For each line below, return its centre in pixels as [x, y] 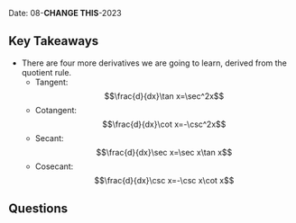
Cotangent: [56, 110]
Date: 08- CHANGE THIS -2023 [65, 13]
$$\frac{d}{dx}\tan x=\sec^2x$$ [164, 96]
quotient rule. [46, 72]
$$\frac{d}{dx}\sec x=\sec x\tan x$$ [164, 152]
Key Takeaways [54, 41]
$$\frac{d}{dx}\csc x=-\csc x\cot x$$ [164, 180]
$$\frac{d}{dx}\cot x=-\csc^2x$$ [164, 124]
